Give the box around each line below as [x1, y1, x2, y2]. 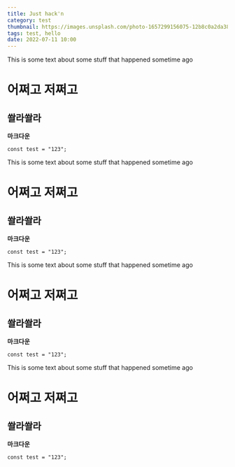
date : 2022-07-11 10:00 [7, 36, 77, 43]
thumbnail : [7, 23, 39, 30]
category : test [7, 17, 52, 24]
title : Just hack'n [7, 10, 64, 17]
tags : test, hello [7, 29, 61, 37]
